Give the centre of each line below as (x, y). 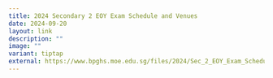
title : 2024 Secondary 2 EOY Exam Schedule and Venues (103, 16)
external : (25, 62)
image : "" (25, 46)
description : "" (36, 39)
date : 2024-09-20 (38, 24)
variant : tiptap (36, 54)
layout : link (30, 31)
